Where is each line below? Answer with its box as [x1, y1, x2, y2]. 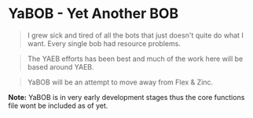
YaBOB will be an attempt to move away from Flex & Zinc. [27, 77, 214, 87]
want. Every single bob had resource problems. [27, 38, 181, 48]
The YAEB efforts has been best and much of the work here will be [27, 54, 244, 63]
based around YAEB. [27, 62, 94, 71]
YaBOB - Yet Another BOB [8, 5, 179, 23]
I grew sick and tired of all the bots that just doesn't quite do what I [27, 30, 244, 40]
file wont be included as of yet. [8, 101, 108, 110]
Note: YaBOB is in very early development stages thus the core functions [8, 92, 245, 102]
